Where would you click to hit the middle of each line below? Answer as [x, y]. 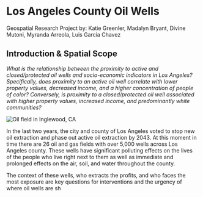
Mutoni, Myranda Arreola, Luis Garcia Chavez [64, 34]
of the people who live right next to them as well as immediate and [90, 157]
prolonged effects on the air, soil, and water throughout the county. [91, 163]
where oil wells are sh [34, 188]
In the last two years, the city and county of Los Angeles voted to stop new [101, 131]
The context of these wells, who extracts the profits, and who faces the [96, 175]
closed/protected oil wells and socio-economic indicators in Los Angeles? [99, 75]
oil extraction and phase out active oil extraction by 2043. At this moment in [102, 137]
